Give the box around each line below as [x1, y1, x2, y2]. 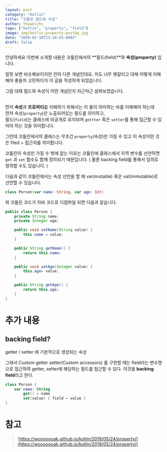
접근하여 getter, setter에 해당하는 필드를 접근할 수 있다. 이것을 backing [14, 365, 154, 371]
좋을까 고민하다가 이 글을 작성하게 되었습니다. [14, 77, 103, 83]
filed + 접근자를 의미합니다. [10, 139, 64, 145]
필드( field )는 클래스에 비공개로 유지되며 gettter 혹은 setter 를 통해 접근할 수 [5, 116, 156, 122]
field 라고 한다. [5, 372, 33, 378]
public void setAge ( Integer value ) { [14, 264, 93, 269]
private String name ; [14, 213, 59, 219]
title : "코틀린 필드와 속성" [5, 16, 57, 21]
